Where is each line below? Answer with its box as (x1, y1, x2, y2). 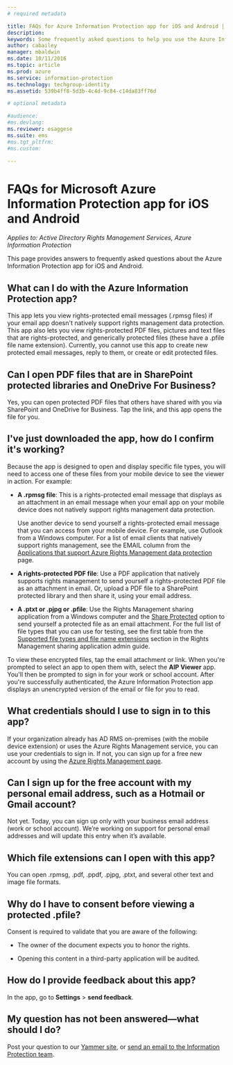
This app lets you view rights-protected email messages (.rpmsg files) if (7, 311, 213, 320)
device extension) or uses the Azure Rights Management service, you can (7, 742, 218, 750)
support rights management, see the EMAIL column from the (17, 541, 191, 549)
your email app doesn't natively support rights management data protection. (7, 319, 225, 327)
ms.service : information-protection (7, 74, 113, 81)
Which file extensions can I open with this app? (7, 852, 216, 864)
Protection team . (7, 1050, 55, 1058)
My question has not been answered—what (7, 1013, 199, 1025)
